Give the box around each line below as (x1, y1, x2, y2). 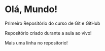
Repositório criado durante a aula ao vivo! (5, 30, 92, 36)
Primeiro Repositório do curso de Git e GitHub (5, 20, 100, 26)
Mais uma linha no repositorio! (5, 39, 68, 46)
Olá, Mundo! (5, 4, 58, 15)
